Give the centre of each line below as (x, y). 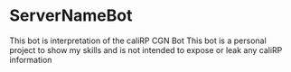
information (31, 59)
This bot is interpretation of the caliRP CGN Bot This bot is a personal (138, 40)
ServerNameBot (71, 16)
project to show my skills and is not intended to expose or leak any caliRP (146, 49)
